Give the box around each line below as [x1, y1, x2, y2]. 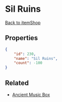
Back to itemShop [5, 20, 41, 25]
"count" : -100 [14, 60, 42, 66]
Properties [5, 34, 38, 42]
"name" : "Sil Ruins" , [14, 56, 58, 61]
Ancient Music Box [12, 92, 50, 98]
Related [5, 78, 29, 87]
